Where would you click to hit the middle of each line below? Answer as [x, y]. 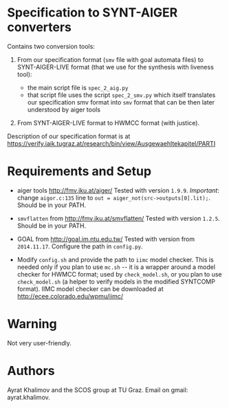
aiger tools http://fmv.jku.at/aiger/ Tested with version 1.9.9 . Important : [118, 190]
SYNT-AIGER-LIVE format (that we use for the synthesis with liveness [116, 67]
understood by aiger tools [64, 109]
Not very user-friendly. [40, 343]
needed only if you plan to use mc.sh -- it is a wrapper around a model [116, 267]
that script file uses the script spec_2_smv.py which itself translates [121, 95]
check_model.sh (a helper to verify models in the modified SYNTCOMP [116, 281]
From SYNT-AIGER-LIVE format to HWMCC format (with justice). [108, 122]
